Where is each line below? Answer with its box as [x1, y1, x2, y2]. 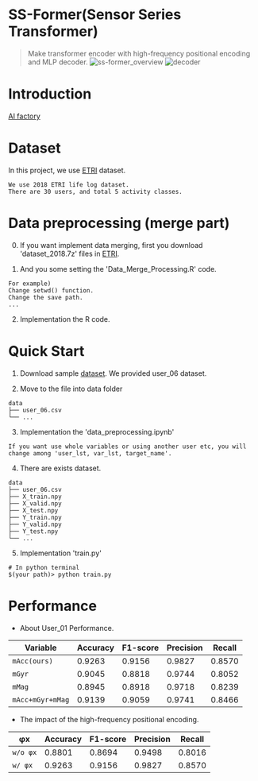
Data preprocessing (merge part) [8, 215, 230, 232]
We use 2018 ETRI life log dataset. [8, 180, 129, 188]
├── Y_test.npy [8, 527, 59, 535]
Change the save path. [8, 293, 83, 301]
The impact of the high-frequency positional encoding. [19, 714, 199, 724]
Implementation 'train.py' [19, 548, 102, 558]
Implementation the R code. [19, 314, 110, 323]
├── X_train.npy [8, 493, 62, 501]
